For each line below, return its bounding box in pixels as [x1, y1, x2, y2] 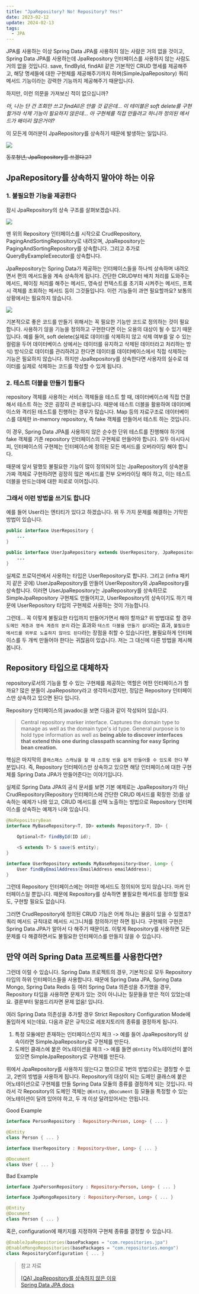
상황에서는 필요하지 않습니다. [6, 294, 73, 301]
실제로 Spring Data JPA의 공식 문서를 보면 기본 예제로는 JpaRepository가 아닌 [6, 784, 188, 791]
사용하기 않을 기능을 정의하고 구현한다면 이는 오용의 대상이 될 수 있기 [23, 325, 182, 332]
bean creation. [20, 744, 58, 751]
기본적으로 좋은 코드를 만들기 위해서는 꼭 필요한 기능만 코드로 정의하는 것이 [6, 318, 179, 325]
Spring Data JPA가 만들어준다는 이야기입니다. [17, 771, 124, 778]
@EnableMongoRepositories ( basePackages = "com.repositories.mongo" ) [6, 1245, 179, 1251]
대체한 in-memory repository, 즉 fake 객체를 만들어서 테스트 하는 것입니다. [17, 416, 191, 423]
